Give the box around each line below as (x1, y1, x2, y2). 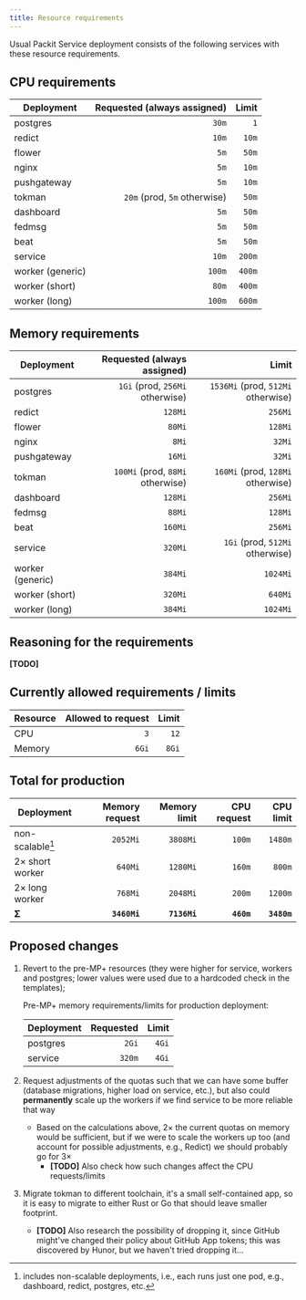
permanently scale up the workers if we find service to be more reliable (22, 1094, 293, 1105)
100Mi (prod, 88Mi (113, 465, 188, 478)
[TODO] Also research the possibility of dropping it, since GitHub (36, 1224, 280, 1236)
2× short (14, 855, 52, 868)
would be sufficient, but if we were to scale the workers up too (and (36, 1131, 291, 1142)
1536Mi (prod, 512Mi (209, 380, 292, 392)
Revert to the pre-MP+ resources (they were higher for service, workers (22, 962, 293, 973)
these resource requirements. (9, 47, 121, 59)
